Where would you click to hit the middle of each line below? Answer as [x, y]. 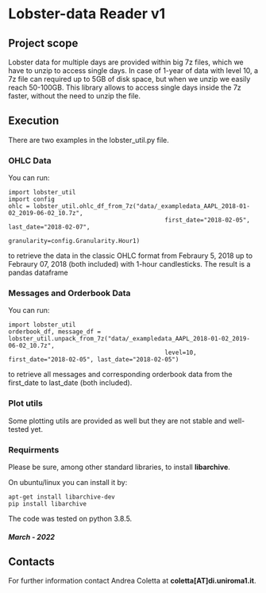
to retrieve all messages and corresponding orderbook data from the [120, 375]
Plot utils [26, 403]
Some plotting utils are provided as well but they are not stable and [118, 421]
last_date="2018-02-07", [49, 227]
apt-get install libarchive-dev [62, 497]
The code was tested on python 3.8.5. [70, 518]
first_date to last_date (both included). [70, 383]
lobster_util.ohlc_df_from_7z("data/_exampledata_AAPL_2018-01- [141, 206]
